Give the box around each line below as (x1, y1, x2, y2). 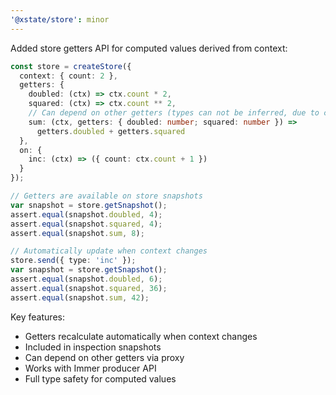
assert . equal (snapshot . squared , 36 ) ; (10, 283, 168, 293)
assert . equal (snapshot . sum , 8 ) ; (10, 228, 145, 238)
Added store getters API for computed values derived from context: (10, 42, 288, 54)
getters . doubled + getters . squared (36, 126, 186, 136)
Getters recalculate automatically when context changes (24, 330, 258, 342)
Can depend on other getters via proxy (24, 351, 185, 363)
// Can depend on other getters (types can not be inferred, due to (28, 108, 320, 118)
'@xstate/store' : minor (10, 14, 110, 25)
